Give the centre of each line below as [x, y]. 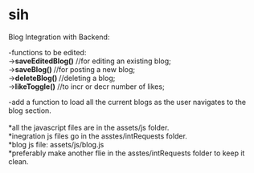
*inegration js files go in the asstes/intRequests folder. [98, 136]
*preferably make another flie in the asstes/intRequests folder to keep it [127, 153]
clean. [18, 161]
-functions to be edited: [47, 52]
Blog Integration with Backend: [59, 37]
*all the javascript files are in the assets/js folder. [89, 127]
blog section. [30, 111]
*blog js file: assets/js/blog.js [56, 144]
